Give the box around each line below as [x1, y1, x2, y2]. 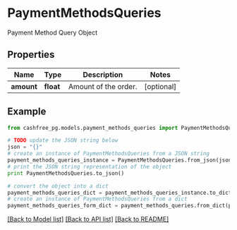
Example [7, 106, 47, 118]
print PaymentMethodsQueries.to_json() [7, 169, 125, 177]
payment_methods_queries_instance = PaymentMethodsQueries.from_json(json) [7, 157, 235, 164]
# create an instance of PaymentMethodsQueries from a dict [7, 195, 188, 202]
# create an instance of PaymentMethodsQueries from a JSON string [7, 150, 210, 157]
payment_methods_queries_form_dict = [7, 202, 119, 210]
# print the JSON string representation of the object [7, 163, 172, 170]
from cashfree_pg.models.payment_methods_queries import [7, 124, 178, 131]
